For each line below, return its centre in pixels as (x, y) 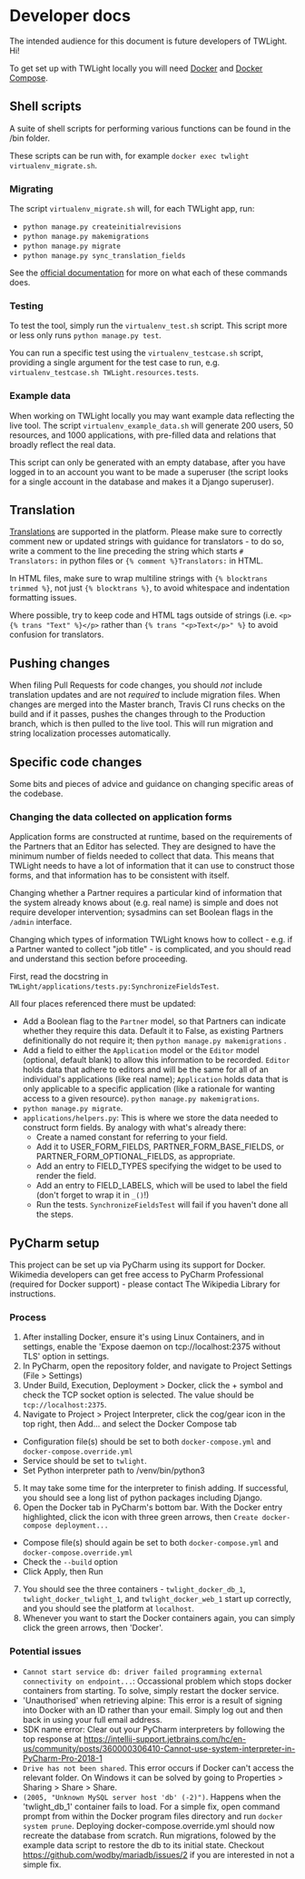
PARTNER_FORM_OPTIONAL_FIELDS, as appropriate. (136, 1157)
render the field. (66, 1176)
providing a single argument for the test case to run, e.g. (115, 363)
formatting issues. (43, 598)
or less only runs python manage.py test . (85, 335)
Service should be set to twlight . (84, 1461)
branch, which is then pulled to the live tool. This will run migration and (142, 724)
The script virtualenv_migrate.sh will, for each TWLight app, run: (132, 209)
